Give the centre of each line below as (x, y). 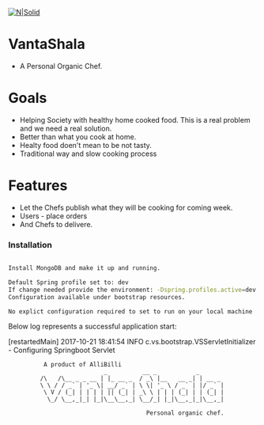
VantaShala (47, 44)
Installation (30, 245)
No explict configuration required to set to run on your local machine (130, 311)
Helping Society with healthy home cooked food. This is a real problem (135, 120)
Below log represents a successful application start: (92, 326)
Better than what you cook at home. (78, 137)
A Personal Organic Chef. (61, 66)
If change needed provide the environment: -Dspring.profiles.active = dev (132, 290)
